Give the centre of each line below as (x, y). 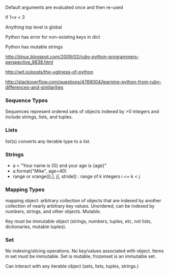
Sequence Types (27, 100)
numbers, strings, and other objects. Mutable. (53, 211)
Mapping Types (25, 189)
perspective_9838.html (29, 62)
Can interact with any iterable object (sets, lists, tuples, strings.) (72, 266)
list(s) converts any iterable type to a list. (48, 141)
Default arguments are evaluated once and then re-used (64, 7)
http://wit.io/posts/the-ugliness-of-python (49, 72)
